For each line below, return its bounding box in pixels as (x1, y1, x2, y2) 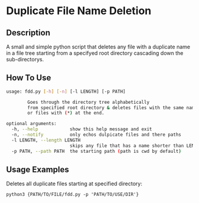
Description (6, 28, 50, 38)
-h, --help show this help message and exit (11, 126, 152, 132)
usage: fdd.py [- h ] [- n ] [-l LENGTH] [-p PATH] (6, 89, 126, 94)
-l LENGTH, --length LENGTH (11, 137, 81, 143)
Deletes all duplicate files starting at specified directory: (6, 180, 143, 187)
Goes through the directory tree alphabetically (27, 99, 150, 105)
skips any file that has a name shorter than (69, 143, 184, 149)
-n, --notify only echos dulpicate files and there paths (11, 132, 182, 138)
